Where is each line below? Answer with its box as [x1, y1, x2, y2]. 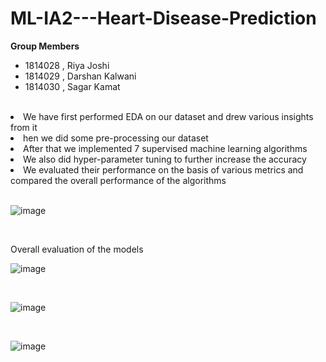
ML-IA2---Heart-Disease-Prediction [10, 7, 317, 30]
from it [10, 121, 38, 133]
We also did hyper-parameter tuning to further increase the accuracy [23, 153, 307, 165]
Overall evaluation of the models [10, 243, 144, 255]
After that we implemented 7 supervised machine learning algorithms [23, 142, 308, 154]
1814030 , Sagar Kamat [24, 80, 121, 92]
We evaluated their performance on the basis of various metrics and [23, 163, 304, 176]
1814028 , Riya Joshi [24, 59, 110, 71]
